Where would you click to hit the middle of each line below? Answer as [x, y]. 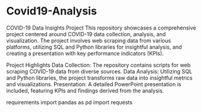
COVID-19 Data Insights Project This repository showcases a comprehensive [101, 28]
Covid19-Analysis [52, 11]
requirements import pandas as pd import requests [69, 102]
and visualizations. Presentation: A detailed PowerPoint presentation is [94, 84]
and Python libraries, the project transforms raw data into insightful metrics [99, 78]
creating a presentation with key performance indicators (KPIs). [85, 53]
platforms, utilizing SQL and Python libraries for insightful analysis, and [94, 47]
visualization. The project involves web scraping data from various [89, 40]
